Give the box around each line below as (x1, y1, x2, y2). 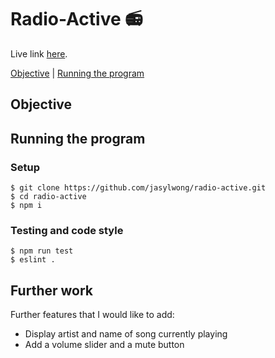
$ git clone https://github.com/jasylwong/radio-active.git (10, 183, 267, 193)
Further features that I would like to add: (10, 309, 175, 321)
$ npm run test (10, 246, 74, 256)
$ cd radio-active (10, 192, 87, 202)
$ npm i (10, 201, 43, 211)
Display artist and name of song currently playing (24, 328, 228, 340)
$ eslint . (10, 255, 56, 265)
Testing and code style (10, 223, 124, 237)
